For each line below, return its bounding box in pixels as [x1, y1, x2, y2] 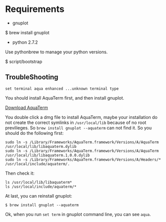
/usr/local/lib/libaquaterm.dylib [5, 144, 77, 149]
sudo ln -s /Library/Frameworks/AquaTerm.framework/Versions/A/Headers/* [5, 157, 162, 162]
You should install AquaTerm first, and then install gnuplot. [5, 95, 124, 101]
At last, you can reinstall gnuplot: [5, 193, 73, 199]
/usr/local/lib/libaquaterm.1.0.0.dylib [5, 153, 90, 158]
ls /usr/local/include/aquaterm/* [5, 184, 77, 189]
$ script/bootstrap [5, 58, 42, 64]
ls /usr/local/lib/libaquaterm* [5, 180, 72, 185]
